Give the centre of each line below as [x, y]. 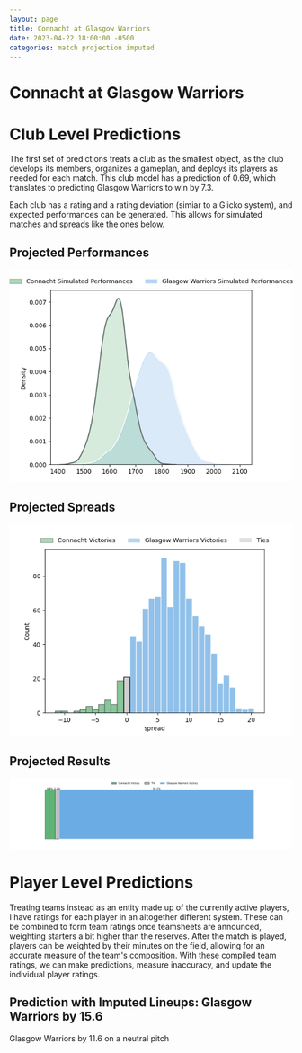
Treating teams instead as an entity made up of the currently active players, [149, 907]
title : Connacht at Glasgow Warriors [80, 28]
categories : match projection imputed [82, 48]
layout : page [34, 19]
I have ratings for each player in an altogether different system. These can [147, 916]
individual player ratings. [55, 974]
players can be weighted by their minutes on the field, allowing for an [137, 945]
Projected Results [60, 761]
